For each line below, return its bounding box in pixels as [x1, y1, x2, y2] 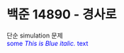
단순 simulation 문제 [6, 31, 63, 40]
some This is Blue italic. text [6, 39, 89, 47]
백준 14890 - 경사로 [6, 6, 118, 23]
